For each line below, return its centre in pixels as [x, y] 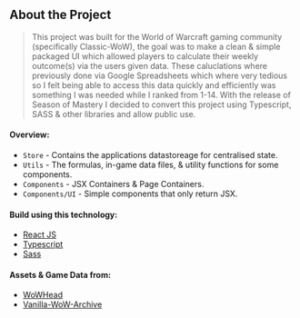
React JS [40, 234]
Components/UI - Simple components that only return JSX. [130, 194]
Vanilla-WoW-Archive [62, 304]
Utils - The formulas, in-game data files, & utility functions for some [150, 165]
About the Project [60, 15]
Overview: [30, 134]
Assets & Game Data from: [60, 274]
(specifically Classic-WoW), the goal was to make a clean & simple [156, 46]
